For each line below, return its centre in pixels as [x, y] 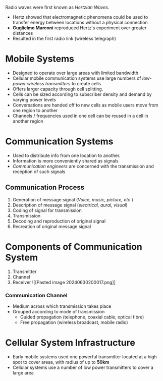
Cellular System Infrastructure [70, 343]
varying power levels [34, 99]
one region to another [35, 110]
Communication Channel [36, 295]
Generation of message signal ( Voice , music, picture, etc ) [73, 199]
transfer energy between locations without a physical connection [80, 22]
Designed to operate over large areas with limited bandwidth [75, 73]
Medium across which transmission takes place [62, 306]
